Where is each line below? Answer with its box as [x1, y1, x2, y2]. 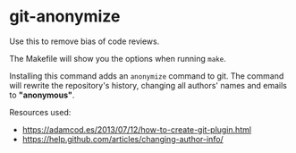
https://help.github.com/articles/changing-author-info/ [21, 133, 224, 144]
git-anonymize [9, 6, 121, 27]
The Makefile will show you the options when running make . [9, 53, 226, 64]
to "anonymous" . [9, 89, 75, 100]
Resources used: [9, 106, 72, 117]
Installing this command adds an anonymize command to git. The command [9, 70, 284, 81]
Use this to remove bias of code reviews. [9, 36, 160, 47]
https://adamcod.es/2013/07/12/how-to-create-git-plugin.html [21, 123, 252, 135]
